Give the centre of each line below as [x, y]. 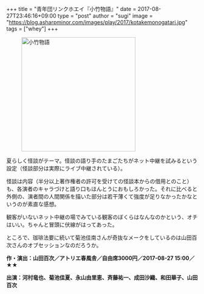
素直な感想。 [43, 204]
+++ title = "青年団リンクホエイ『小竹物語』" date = [71, 9]
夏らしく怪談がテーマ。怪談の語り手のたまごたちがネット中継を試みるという [102, 161]
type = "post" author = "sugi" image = [105, 16]
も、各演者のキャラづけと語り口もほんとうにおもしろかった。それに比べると [102, 189]
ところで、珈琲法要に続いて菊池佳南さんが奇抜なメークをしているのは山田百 [102, 237]
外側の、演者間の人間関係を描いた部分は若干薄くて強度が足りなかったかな [99, 196]
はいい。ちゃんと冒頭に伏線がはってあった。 [62, 225]
